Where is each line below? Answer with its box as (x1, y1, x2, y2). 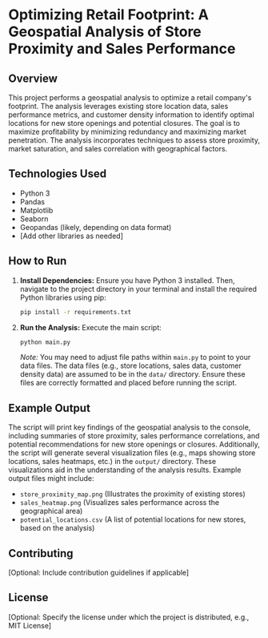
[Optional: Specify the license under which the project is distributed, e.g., (8, 612, 250, 622)
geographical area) (19, 507, 83, 516)
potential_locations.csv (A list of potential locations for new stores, (19, 515, 246, 524)
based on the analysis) (19, 523, 95, 533)
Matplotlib (19, 205, 54, 215)
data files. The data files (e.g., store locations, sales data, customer (19, 361, 242, 370)
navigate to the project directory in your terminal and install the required (19, 284, 258, 293)
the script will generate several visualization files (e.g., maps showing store (8, 448, 256, 458)
